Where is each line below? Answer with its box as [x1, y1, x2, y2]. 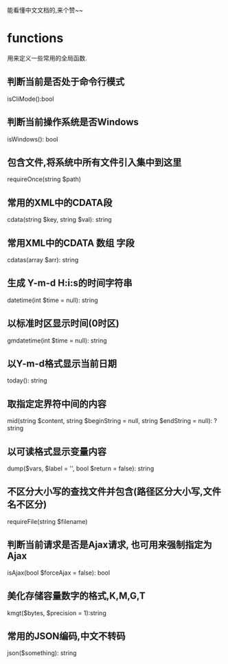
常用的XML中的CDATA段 [7, 196, 113, 208]
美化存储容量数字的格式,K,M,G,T [7, 590, 146, 602]
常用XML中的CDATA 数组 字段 [7, 237, 135, 249]
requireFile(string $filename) [7, 517, 88, 525]
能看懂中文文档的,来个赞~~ [7, 6, 84, 14]
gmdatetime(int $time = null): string [7, 336, 108, 345]
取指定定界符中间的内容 [7, 398, 106, 410]
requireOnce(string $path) [7, 175, 81, 183]
